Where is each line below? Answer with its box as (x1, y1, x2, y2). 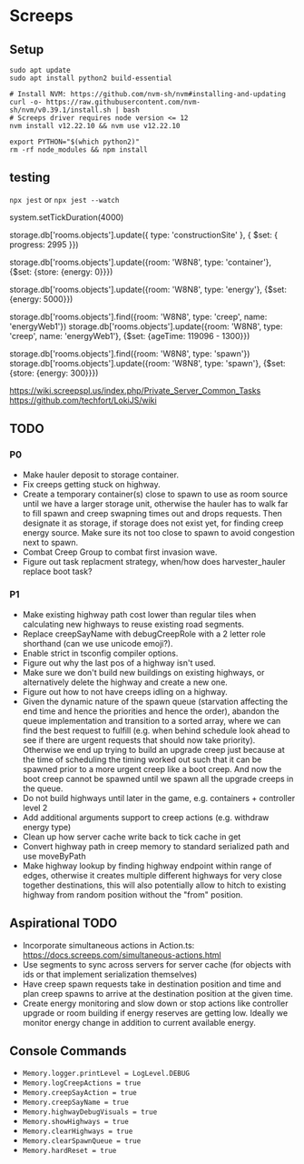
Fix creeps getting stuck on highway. (22, 478, 161, 489)
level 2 (22, 802, 48, 813)
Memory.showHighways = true (22, 1118, 129, 1127)
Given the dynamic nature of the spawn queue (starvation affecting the (22, 696, 289, 707)
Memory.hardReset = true (22, 1147, 117, 1156)
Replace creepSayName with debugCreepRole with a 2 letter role (22, 628, 266, 639)
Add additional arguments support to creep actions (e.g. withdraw (22, 811, 270, 823)
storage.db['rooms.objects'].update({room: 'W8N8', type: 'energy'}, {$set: (9, 284, 288, 295)
